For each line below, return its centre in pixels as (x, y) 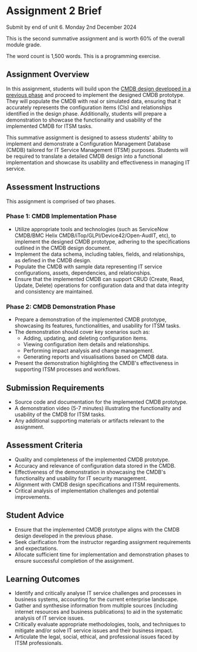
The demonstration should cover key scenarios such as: (82, 332)
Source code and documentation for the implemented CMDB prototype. (101, 402)
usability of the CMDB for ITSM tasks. (60, 414)
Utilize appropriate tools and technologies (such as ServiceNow (91, 229)
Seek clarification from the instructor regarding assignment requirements (103, 542)
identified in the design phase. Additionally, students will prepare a (86, 113)
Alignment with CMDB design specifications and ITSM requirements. (97, 484)
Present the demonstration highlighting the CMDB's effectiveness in (96, 363)
